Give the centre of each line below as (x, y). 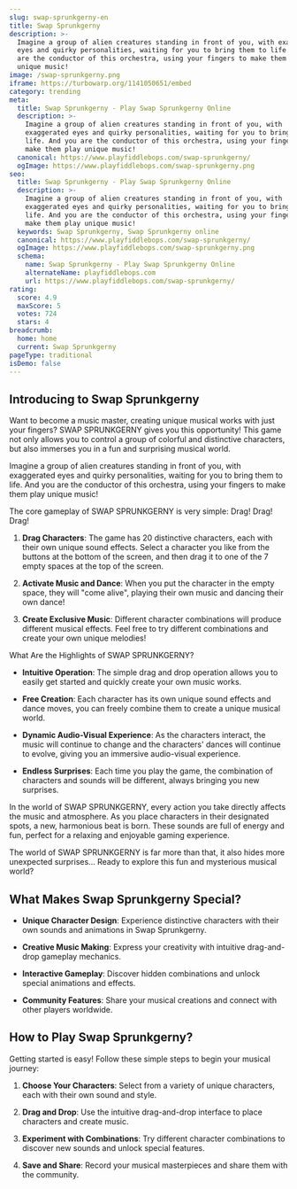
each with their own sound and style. (89, 1094)
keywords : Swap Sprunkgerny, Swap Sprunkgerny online (118, 231)
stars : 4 (33, 323)
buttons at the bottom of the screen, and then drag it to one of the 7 (145, 557)
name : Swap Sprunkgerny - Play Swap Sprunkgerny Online (130, 265)
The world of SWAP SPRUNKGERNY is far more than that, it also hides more (147, 852)
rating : (23, 289)
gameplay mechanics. (81, 956)
